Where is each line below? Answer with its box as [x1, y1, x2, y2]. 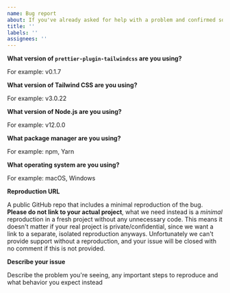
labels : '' [7, 29, 38, 36]
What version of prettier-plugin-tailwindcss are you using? [7, 54, 183, 62]
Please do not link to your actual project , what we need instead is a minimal [7, 208, 223, 216]
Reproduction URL [7, 187, 60, 196]
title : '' [7, 23, 36, 30]
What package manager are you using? [7, 134, 121, 143]
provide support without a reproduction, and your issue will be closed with [7, 237, 217, 246]
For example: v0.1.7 [7, 68, 62, 76]
